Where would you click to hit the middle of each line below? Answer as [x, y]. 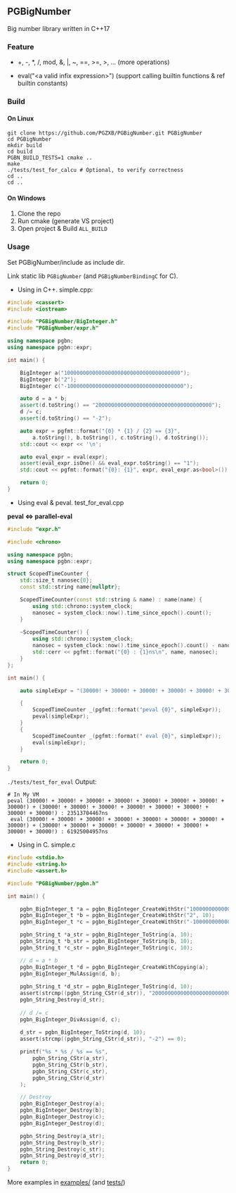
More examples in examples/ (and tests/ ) [66, 1182]
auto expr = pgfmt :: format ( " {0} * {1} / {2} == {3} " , [100, 431]
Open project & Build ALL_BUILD [62, 229]
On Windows [26, 198]
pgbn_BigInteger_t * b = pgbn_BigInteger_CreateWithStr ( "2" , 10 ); [118, 916]
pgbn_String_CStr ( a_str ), [71, 1058]
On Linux [21, 118]
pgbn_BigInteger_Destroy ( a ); [63, 1104]
